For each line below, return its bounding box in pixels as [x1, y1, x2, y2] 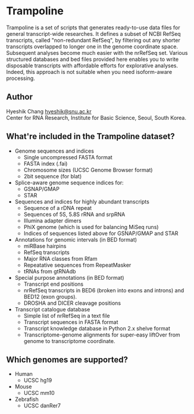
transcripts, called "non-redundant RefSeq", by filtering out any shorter [6, 36, 180, 44]
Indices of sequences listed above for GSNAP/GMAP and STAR [23, 230, 179, 237]
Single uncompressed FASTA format [23, 153, 113, 160]
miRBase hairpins [23, 242, 67, 249]
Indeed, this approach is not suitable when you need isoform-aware [6, 68, 173, 75]
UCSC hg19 [23, 377, 52, 384]
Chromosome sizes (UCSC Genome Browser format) [23, 166, 153, 174]
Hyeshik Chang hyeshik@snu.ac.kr [6, 107, 92, 115]
